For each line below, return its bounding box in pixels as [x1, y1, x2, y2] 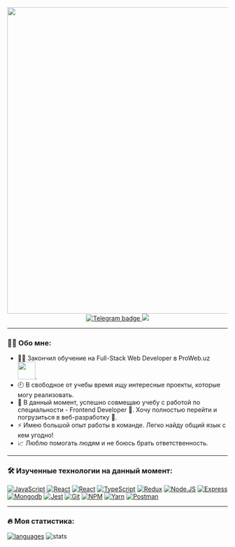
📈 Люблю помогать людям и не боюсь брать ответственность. [17, 439, 208, 448]
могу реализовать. [17, 391, 74, 399]
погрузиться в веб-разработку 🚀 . [17, 413, 117, 422]
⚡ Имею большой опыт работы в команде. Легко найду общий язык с [17, 421, 226, 429]
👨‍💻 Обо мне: [7, 338, 52, 347]
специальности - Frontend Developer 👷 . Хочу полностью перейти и [17, 406, 218, 414]
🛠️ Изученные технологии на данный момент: [7, 466, 173, 476]
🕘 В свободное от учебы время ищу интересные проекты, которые [17, 381, 221, 389]
